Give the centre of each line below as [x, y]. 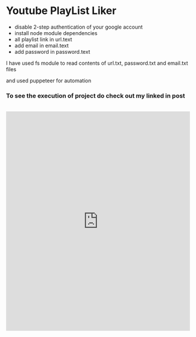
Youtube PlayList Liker [61, 11]
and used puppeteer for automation [49, 81]
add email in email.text [41, 46]
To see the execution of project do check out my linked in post [96, 96]
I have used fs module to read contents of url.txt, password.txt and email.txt [97, 63]
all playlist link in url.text [43, 39]
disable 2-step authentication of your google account [78, 27]
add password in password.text [52, 51]
